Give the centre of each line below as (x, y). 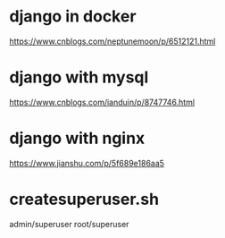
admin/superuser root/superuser (69, 224)
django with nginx (77, 138)
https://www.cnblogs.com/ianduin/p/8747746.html (102, 102)
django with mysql (79, 77)
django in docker (73, 17)
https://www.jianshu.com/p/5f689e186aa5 (87, 163)
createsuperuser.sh (84, 200)
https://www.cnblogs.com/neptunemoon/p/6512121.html (112, 41)
